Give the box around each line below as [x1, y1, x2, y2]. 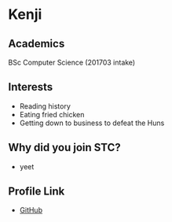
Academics [8, 37, 65, 50]
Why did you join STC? [8, 141, 121, 154]
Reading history [19, 101, 71, 111]
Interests [8, 80, 53, 94]
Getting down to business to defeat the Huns [19, 118, 165, 128]
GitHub [19, 205, 43, 215]
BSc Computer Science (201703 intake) [8, 57, 136, 67]
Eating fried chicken [19, 109, 85, 119]
